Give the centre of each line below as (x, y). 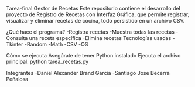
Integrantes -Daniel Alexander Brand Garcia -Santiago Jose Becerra (88, 73)
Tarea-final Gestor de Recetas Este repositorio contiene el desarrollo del (93, 8)
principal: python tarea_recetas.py (47, 61)
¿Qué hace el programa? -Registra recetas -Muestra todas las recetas (90, 32)
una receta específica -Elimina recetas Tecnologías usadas (100, 38)
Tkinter (15, 44)
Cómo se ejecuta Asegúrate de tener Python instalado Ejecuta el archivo (93, 55)
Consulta (17, 38)
